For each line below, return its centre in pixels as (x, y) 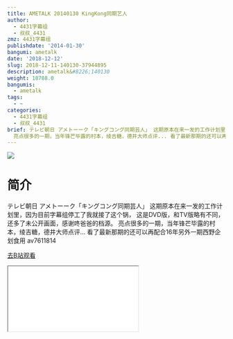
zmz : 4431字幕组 (29, 40)
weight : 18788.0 (31, 78)
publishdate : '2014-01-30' (46, 46)
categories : (24, 110)
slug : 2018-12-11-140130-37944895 (57, 65)
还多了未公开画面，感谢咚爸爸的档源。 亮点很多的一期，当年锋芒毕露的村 (111, 223)
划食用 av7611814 (32, 241)
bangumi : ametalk (32, 53)
